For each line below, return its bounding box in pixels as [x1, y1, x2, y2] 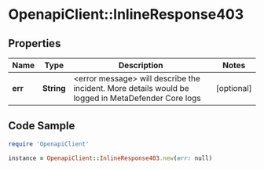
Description [118, 60, 163, 71]
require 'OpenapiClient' [8, 139, 90, 148]
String [42, 83, 66, 93]
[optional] [215, 83, 252, 93]
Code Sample [8, 119, 75, 132]
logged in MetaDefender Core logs [73, 92, 202, 103]
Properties [8, 37, 61, 50]
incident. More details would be [73, 83, 189, 93]
